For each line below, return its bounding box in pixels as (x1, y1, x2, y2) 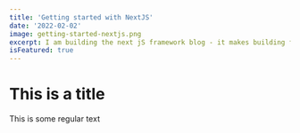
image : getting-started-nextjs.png (9, 29, 142, 38)
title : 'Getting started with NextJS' (9, 12, 154, 22)
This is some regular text (9, 113, 101, 124)
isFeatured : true (9, 46, 74, 55)
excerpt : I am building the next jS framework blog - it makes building (9, 37, 286, 47)
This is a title (9, 84, 105, 105)
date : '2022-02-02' (9, 21, 82, 30)
